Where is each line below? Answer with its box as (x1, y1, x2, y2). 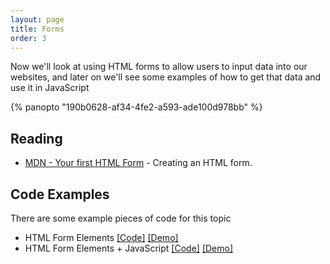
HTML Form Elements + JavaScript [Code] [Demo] (24, 242, 234, 254)
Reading (10, 130, 63, 147)
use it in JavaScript (10, 82, 90, 94)
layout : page (10, 14, 65, 25)
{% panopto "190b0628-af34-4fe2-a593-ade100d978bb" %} (10, 101, 263, 113)
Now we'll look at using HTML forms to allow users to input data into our (10, 61, 308, 73)
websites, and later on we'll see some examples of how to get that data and (10, 71, 322, 83)
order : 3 (10, 33, 47, 43)
